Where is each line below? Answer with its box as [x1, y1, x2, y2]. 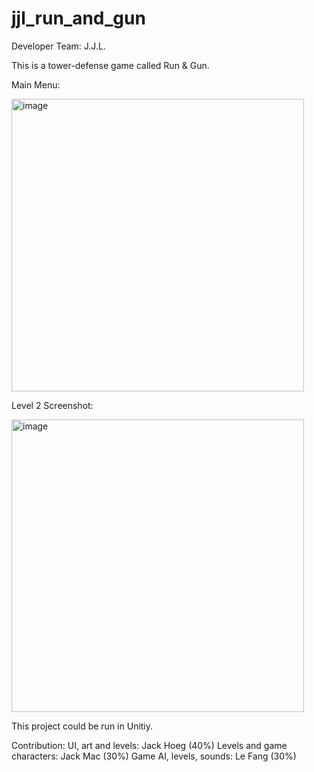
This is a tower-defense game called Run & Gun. [11, 59, 210, 71]
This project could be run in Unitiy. [11, 720, 154, 732]
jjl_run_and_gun [11, 7, 146, 30]
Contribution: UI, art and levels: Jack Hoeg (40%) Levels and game [11, 739, 288, 751]
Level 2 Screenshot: [11, 399, 94, 411]
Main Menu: [11, 78, 61, 91]
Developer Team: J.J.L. [11, 40, 106, 52]
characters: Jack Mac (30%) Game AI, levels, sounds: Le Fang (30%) [11, 750, 297, 762]
